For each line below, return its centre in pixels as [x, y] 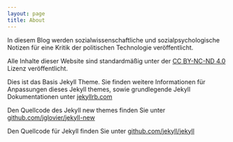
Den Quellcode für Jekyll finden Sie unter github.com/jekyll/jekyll [101, 131]
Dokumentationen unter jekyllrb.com [60, 96]
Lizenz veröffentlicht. [38, 68]
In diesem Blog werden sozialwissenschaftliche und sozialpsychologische [114, 40]
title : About [26, 20]
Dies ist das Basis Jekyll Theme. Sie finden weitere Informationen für [106, 81]
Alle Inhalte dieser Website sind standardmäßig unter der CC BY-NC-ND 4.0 [116, 61]
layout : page [26, 14]
